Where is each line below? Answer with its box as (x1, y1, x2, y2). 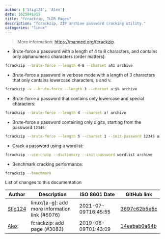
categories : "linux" (5, 26, 48, 30)
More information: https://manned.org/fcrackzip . (17, 39, 115, 45)
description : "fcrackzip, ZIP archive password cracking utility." (5, 21, 146, 26)
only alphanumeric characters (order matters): (12, 53, 106, 59)
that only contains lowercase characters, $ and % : (12, 77, 112, 83)
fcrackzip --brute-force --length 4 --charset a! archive (5, 110, 126, 115)
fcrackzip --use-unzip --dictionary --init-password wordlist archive (5, 152, 153, 157)
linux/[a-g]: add (31, 199, 68, 206)
